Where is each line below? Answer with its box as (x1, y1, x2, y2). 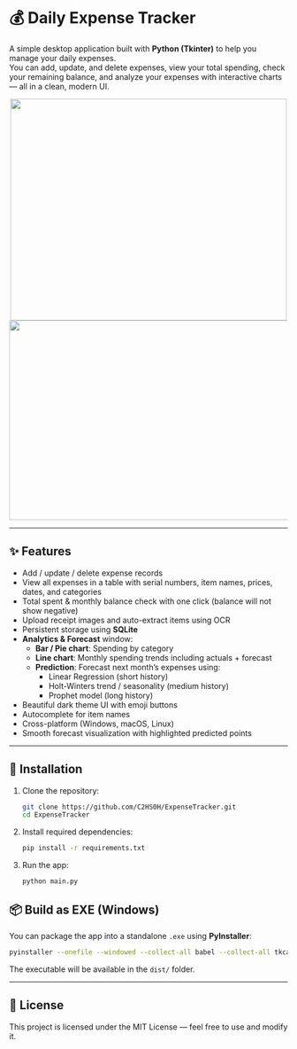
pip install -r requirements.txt (21, 844, 146, 853)
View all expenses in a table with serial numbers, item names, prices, (21, 576, 273, 587)
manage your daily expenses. (9, 52, 117, 63)
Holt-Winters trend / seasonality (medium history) (48, 680, 230, 691)
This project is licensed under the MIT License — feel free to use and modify (9, 1022, 288, 1032)
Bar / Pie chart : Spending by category (34, 643, 174, 654)
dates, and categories (21, 586, 102, 597)
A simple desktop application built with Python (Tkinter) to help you (9, 43, 257, 54)
